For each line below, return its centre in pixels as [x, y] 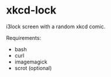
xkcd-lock [31, 10]
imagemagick [31, 62]
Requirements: [23, 38]
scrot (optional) [33, 68]
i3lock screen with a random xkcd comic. [56, 26]
